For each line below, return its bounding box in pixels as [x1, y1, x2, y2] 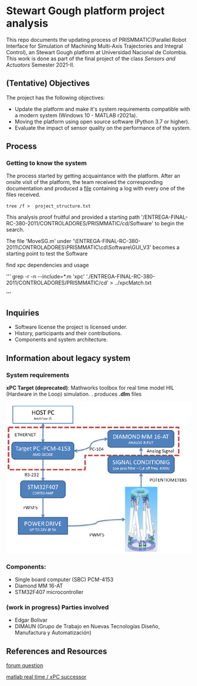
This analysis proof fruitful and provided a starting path [6, 214, 140, 221]
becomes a [152, 244, 180, 251]
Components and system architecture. [14, 336, 108, 343]
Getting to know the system [6, 159, 87, 168]
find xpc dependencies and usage [6, 261, 90, 269]
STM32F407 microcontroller [14, 589, 84, 596]
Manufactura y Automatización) [14, 629, 92, 636]
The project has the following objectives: [6, 94, 105, 101]
